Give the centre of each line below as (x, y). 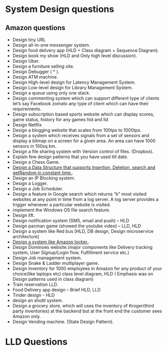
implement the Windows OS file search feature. (61, 210)
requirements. (27, 109)
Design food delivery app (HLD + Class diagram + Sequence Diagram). (86, 50)
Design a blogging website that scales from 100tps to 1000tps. (77, 130)
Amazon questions (35, 28)
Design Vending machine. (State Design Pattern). (63, 322)
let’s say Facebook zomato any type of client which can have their (80, 103)
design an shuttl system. (38, 300)
